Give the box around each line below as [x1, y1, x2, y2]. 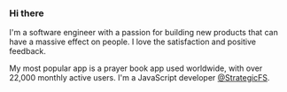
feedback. [9, 46, 46, 57]
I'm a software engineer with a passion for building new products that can [9, 27, 279, 38]
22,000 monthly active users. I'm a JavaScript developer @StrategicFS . [9, 73, 270, 83]
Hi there [9, 7, 44, 19]
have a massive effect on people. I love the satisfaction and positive [9, 36, 257, 47]
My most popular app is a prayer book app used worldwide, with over [9, 63, 263, 73]
